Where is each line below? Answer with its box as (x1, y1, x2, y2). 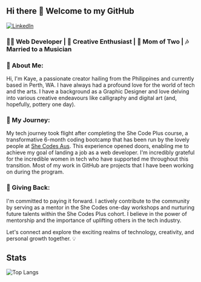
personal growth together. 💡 (6, 235, 77, 242)
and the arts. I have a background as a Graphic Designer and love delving (6, 88, 189, 95)
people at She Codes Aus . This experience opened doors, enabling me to (6, 143, 189, 150)
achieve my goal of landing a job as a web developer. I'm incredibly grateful (6, 149, 195, 156)
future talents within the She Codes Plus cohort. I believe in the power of (6, 210, 188, 217)
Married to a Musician (6, 45, 72, 53)
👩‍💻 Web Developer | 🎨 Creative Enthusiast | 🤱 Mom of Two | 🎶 (6, 37, 189, 45)
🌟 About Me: (6, 61, 44, 70)
